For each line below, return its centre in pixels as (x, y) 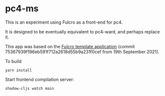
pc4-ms (22, 9)
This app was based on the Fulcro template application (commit (70, 46)
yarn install (19, 70)
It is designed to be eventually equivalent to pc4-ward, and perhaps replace (82, 32)
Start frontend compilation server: (40, 79)
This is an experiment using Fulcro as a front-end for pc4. (64, 22)
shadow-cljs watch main (30, 88)
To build (13, 61)
